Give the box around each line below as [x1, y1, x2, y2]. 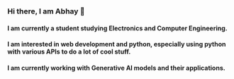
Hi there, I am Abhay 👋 [7, 6, 85, 16]
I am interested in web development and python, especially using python [7, 40, 226, 49]
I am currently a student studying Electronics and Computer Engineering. [7, 24, 228, 32]
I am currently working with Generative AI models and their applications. [7, 63, 225, 72]
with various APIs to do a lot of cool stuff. [7, 47, 131, 56]
